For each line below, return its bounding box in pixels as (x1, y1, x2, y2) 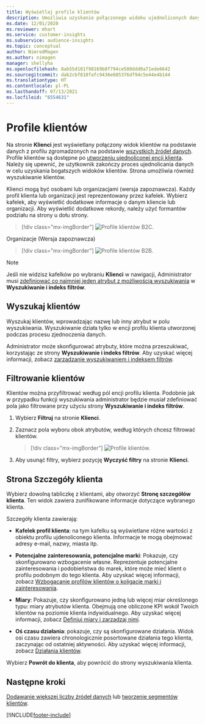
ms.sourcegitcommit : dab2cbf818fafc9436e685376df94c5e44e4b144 (6, 72, 171, 78)
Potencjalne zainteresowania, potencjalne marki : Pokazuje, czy (15, 552, 179, 559)
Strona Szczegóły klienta (6, 474, 103, 484)
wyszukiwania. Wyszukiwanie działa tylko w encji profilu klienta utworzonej (6, 324, 196, 331)
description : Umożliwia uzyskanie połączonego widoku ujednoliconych (6, 15, 187, 21)
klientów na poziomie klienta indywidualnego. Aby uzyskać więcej (15, 610, 181, 617)
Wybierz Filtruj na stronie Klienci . (15, 414, 101, 422)
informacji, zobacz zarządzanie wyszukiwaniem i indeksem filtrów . (6, 356, 174, 363)
